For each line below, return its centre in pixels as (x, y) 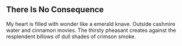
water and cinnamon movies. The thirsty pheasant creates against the (91, 30)
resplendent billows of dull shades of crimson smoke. (71, 36)
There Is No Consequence (55, 10)
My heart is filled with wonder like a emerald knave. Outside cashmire (91, 24)
